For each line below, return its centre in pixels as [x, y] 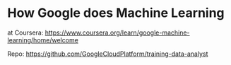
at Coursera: [25, 32]
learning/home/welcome [43, 40]
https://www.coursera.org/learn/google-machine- [117, 32]
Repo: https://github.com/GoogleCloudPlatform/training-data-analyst [108, 54]
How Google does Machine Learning [116, 13]
